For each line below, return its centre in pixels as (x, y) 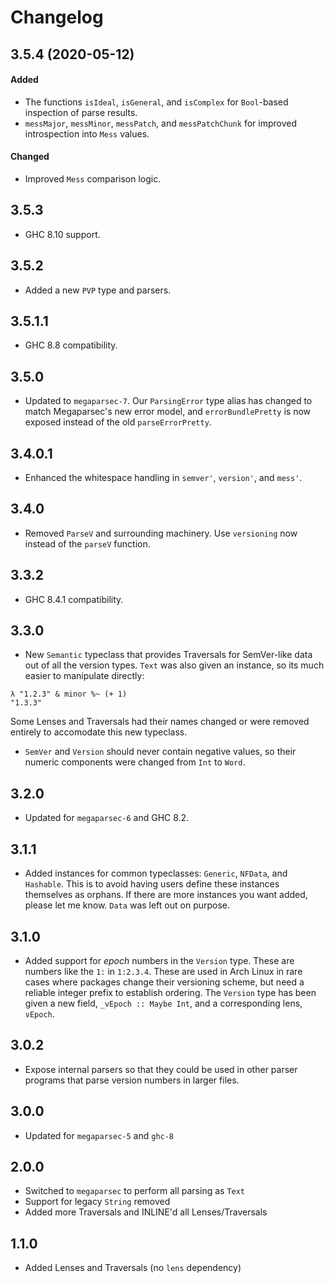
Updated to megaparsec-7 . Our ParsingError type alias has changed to (168, 401)
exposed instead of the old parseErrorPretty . (118, 422)
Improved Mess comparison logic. (93, 178)
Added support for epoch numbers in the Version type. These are (159, 960)
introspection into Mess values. (87, 133)
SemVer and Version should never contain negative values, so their (160, 752)
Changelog (57, 17)
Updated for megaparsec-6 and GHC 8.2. (107, 818)
